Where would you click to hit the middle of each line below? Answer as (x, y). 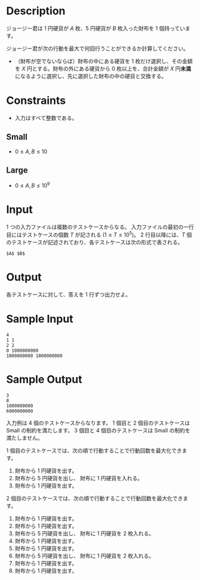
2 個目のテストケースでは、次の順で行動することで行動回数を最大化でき (95, 498)
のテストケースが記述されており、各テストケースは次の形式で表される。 (95, 242)
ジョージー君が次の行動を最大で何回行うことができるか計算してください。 (98, 48)
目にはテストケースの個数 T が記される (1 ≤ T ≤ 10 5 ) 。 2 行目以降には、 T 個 (99, 234)
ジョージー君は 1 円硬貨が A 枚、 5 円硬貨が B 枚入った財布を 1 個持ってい (96, 28)
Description (36, 11)
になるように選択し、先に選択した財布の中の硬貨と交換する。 (91, 76)
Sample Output (44, 379)
